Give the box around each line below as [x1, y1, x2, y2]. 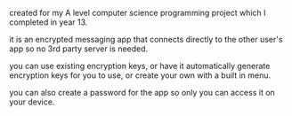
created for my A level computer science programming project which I [9, 8, 266, 18]
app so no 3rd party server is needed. [9, 43, 149, 54]
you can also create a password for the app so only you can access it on [9, 88, 276, 97]
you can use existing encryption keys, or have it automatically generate [9, 61, 271, 71]
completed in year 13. [9, 17, 88, 27]
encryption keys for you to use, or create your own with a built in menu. [9, 70, 272, 81]
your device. [9, 97, 55, 107]
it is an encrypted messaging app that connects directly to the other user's [9, 35, 283, 44]
